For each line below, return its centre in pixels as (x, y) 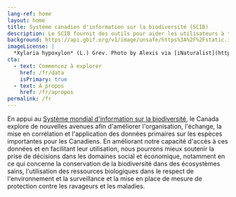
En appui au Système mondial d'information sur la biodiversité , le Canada (113, 119)
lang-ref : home (29, 14)
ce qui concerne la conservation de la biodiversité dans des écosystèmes (114, 164)
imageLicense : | (31, 46)
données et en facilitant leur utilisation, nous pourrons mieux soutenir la (111, 149)
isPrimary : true (44, 79)
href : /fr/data (42, 72)
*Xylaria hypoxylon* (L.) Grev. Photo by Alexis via (92, 53)
